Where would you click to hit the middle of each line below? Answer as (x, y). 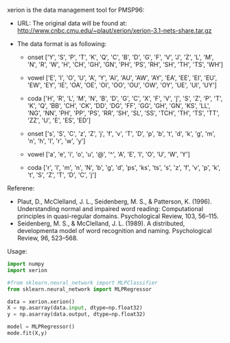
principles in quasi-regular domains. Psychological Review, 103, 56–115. (118, 216)
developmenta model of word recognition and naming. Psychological (114, 231)
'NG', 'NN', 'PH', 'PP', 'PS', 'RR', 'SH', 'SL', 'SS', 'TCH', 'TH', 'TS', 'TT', (123, 113)
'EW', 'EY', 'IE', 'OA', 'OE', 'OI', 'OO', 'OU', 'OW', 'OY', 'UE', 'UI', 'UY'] (122, 85)
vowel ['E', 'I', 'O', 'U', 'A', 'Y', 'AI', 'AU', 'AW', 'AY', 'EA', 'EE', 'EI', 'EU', (122, 78)
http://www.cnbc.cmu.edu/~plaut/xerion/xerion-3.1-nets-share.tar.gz (114, 31)
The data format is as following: (62, 44)
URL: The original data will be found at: (72, 23)
